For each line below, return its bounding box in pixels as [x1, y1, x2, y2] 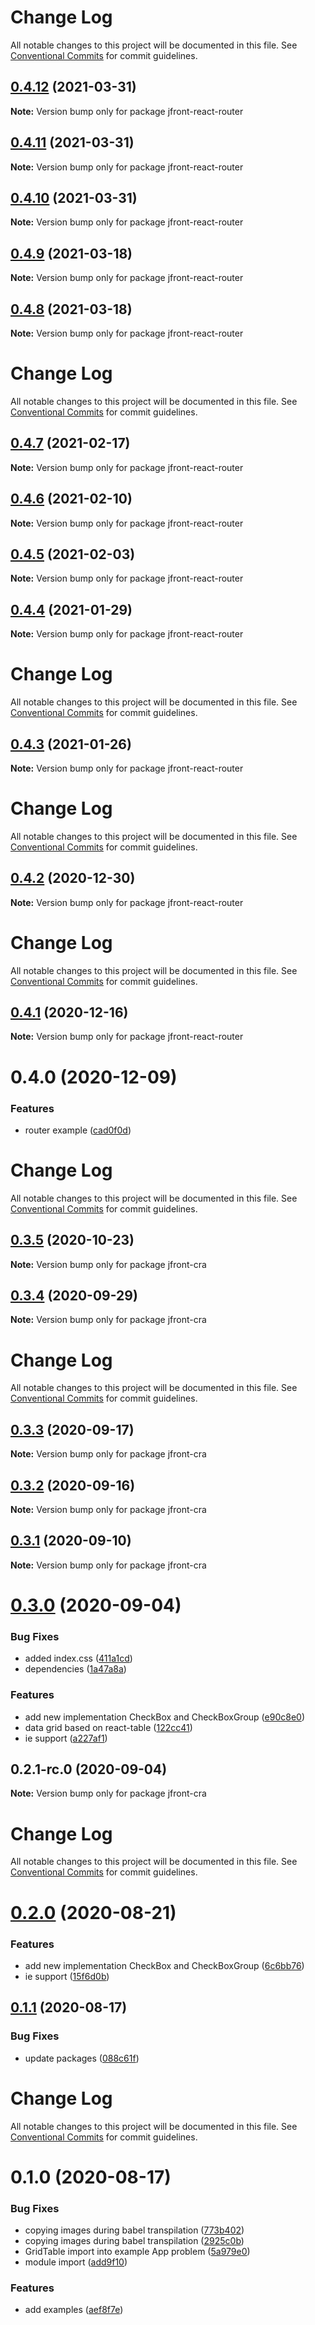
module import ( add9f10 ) [24, 2256, 128, 2268]
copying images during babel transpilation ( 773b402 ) [24, 2224, 245, 2236]
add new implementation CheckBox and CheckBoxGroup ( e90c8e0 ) [24, 1711, 305, 1723]
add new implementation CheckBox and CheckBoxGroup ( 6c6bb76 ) [24, 1959, 305, 1971]
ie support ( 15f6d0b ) [24, 1970, 110, 1982]
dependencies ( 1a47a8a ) [24, 1663, 127, 1675]
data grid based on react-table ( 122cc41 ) [24, 1721, 193, 1733]
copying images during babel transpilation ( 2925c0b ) [24, 2234, 245, 2246]
